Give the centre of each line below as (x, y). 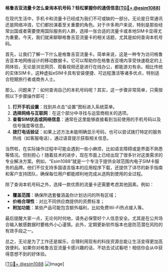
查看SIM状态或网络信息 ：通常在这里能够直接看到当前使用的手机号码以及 (86, 119)
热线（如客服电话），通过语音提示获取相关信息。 (62, 138)
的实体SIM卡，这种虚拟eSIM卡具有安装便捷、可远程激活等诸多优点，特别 (80, 73)
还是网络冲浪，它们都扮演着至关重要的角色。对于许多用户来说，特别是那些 (82, 25)
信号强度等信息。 (30, 125)
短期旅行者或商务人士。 (33, 79)
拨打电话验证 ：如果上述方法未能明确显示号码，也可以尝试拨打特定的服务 (87, 132)
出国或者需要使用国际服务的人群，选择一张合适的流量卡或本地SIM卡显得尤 (86, 31)
